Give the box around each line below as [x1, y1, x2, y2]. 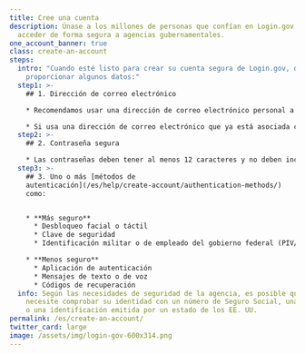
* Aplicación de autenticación [33, 263, 152, 272]
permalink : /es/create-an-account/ [9, 314, 144, 323]
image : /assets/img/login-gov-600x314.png [9, 330, 172, 340]
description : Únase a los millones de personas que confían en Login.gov [9, 22, 295, 31]
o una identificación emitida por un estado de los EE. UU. [25, 306, 258, 315]
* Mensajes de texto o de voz [33, 271, 148, 281]
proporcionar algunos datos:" [25, 73, 141, 82]
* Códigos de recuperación [33, 280, 136, 290]
